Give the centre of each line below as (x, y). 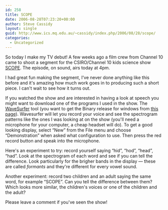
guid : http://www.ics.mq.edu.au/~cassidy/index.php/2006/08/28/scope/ (80, 33)
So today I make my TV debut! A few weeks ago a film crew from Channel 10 (84, 57)
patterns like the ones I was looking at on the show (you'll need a (72, 119)
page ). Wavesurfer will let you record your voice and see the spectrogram (81, 114)
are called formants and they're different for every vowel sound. (71, 166)
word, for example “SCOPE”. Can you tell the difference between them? (79, 181)
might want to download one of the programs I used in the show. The (76, 103)
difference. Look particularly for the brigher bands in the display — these (80, 161)
